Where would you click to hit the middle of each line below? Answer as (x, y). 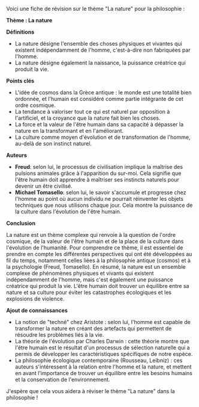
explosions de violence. (35, 299)
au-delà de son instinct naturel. (53, 143)
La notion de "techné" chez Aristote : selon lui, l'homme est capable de (102, 322)
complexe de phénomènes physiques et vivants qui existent (80, 273)
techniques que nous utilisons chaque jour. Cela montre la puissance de (104, 205)
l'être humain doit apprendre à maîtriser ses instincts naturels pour (97, 179)
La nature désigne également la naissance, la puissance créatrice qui (100, 63)
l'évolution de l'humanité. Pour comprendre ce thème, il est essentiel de (95, 248)
